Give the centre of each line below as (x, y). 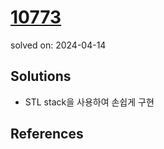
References (47, 134)
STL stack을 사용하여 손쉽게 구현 (89, 102)
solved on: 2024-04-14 (58, 45)
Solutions (41, 76)
